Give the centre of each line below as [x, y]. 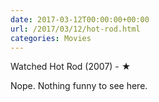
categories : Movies [51, 38]
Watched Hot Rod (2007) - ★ [71, 67]
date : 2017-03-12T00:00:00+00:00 [80, 19]
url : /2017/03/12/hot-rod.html [75, 29]
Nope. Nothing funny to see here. [79, 86]
